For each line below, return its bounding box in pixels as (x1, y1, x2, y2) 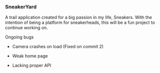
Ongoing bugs (5, 34, 34, 40)
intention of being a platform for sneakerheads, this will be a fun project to (5, 19, 156, 25)
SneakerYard (5, 3, 37, 10)
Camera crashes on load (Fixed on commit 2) (12, 44, 104, 50)
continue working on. (5, 25, 48, 31)
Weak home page (12, 53, 48, 59)
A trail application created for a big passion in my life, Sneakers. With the (5, 15, 152, 20)
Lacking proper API (12, 62, 52, 69)
